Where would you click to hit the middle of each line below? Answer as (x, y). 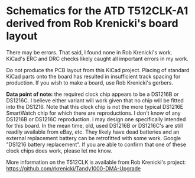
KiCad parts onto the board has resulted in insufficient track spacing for (93, 76)
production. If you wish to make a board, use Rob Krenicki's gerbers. (90, 82)
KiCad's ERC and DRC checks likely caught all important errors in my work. (97, 59)
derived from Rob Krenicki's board (92, 23)
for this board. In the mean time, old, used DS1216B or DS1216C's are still (95, 125)
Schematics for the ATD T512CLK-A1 (97, 11)
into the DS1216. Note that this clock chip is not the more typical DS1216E (95, 106)
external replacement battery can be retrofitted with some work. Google (94, 138)
